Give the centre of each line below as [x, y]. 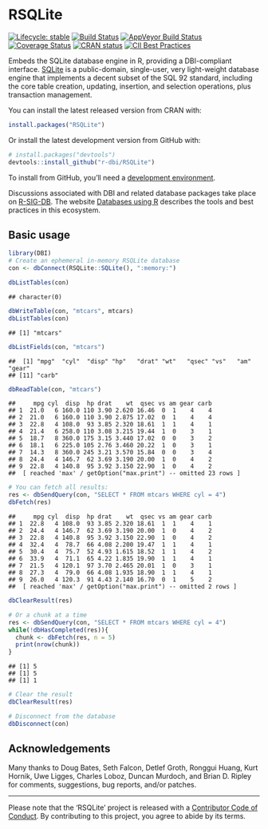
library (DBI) [30, 253]
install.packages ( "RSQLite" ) [57, 125]
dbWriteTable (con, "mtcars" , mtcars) [71, 311]
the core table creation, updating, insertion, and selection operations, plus [130, 86]
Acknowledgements [59, 749]
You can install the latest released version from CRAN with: [105, 110]
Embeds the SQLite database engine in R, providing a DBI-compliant [120, 61]
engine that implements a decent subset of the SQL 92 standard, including [130, 77]
